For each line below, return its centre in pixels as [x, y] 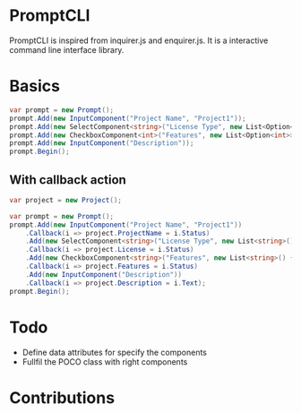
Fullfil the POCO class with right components [105, 361]
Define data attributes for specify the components [115, 352]
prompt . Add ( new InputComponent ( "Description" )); [102, 143]
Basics [35, 86]
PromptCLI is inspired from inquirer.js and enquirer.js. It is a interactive [139, 40]
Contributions [62, 397]
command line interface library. [67, 49]
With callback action [68, 180]
